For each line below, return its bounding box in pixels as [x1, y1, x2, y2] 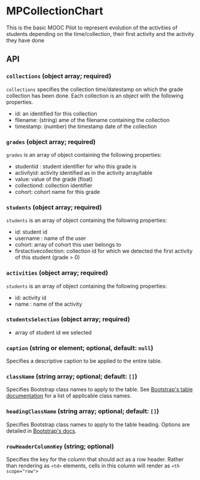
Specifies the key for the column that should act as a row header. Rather [6, 456, 184, 463]
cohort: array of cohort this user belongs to [14, 241, 121, 248]
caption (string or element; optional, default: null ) [6, 344, 153, 352]
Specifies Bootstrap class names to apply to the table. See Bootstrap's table [6, 386, 193, 393]
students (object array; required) [6, 203, 102, 211]
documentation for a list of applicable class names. [6, 392, 132, 399]
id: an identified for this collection [14, 110, 97, 117]
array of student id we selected [14, 329, 92, 336]
